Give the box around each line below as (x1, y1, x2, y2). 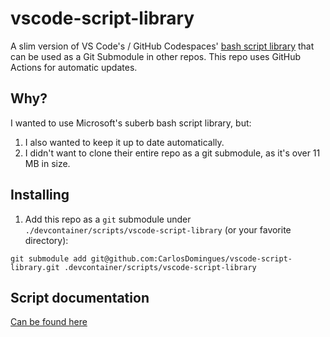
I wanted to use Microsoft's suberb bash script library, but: (10, 117, 252, 129)
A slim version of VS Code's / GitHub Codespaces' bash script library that (10, 40, 315, 52)
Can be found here (10, 316, 88, 328)
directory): (24, 234, 69, 246)
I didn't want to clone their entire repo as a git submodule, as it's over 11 (24, 147, 321, 159)
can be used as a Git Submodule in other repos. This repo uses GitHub (10, 50, 302, 62)
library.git (10, 262, 60, 272)
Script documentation (10, 289, 150, 306)
